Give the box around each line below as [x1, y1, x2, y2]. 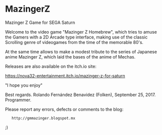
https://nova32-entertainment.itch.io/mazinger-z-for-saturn [5, 73, 125, 78]
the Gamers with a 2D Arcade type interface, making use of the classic [5, 34, 148, 40]
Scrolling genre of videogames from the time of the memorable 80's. [5, 39, 143, 45]
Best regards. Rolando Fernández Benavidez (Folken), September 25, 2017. [5, 92, 156, 97]
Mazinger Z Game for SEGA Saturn [5, 19, 75, 25]
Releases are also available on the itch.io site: [5, 63, 97, 69]
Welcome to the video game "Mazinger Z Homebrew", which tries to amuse [5, 29, 157, 35]
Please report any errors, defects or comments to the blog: [5, 106, 124, 112]
